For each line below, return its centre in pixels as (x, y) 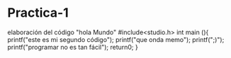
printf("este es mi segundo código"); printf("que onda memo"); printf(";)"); (116, 39)
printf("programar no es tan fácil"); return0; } (73, 47)
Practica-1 (38, 13)
